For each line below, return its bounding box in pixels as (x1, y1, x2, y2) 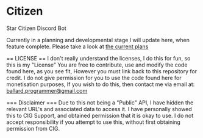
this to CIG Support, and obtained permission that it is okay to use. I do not (6, 112, 194, 119)
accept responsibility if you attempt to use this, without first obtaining (6, 118, 181, 126)
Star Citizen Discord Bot (6, 24, 67, 32)
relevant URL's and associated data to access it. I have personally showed (6, 105, 192, 112)
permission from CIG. (6, 125, 60, 132)
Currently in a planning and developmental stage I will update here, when (6, 36, 190, 43)
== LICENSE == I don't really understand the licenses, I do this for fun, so (6, 54, 191, 62)
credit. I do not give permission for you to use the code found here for (6, 74, 182, 81)
